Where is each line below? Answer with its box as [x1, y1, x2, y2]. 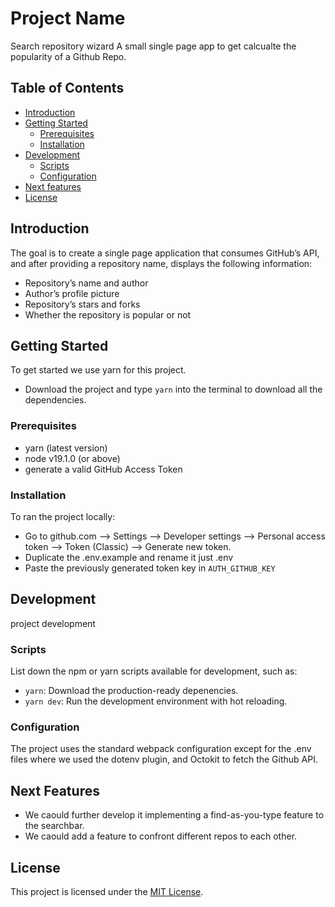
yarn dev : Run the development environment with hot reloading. [24, 695, 288, 707]
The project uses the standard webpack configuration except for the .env [10, 743, 312, 755]
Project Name [10, 7, 126, 30]
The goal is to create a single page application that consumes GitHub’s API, [10, 247, 320, 259]
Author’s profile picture [24, 287, 120, 299]
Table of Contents [10, 80, 125, 97]
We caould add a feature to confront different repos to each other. [24, 830, 298, 842]
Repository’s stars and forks [24, 298, 141, 310]
